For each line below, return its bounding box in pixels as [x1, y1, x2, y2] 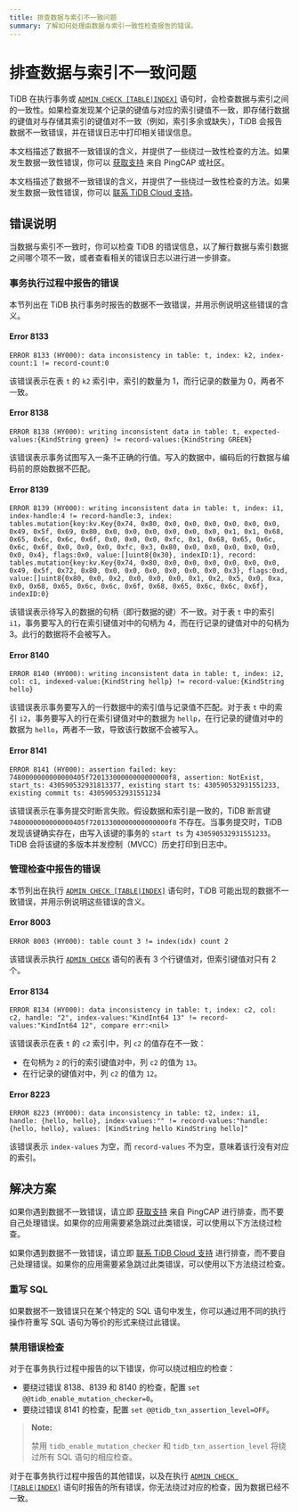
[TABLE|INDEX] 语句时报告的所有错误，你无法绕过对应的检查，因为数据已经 [9, 1482, 282, 1492]
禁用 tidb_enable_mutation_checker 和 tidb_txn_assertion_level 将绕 [30, 1440, 287, 1450]
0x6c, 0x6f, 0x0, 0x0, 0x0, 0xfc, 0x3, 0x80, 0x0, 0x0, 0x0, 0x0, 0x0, [9, 543, 280, 552]
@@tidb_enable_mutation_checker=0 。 [21, 1392, 158, 1403]
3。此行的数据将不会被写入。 [9, 629, 116, 640]
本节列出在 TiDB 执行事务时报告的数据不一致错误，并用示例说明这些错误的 [9, 299, 281, 310]
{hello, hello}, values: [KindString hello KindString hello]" [9, 1125, 249, 1134]
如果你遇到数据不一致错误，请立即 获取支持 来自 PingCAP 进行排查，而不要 [9, 1206, 285, 1218]
